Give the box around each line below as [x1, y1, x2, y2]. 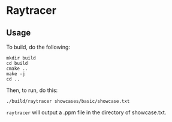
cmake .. [6, 66, 28, 72]
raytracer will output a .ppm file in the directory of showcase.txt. [6, 109, 167, 116]
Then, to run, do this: [6, 87, 58, 94]
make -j [6, 71, 26, 77]
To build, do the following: [6, 43, 71, 50]
